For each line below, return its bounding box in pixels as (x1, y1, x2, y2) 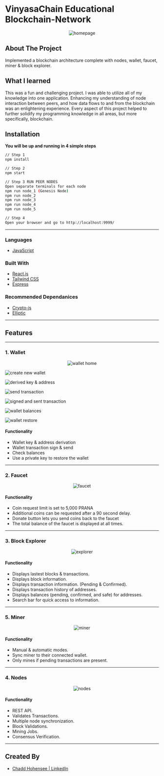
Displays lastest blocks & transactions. (12, 570, 90, 577)
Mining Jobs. (12, 728, 39, 734)
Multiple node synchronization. (12, 718, 75, 724)
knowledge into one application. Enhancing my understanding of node (5, 95, 146, 101)
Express (12, 281, 29, 287)
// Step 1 (5, 153, 25, 157)
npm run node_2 (5, 193, 36, 198)
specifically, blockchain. (5, 116, 54, 122)
